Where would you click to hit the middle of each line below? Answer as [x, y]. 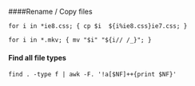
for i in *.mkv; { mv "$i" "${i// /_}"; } [80, 40]
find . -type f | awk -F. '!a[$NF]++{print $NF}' [93, 75]
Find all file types [37, 57]
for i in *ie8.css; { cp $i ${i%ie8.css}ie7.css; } [98, 26]
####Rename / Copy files [51, 12]
